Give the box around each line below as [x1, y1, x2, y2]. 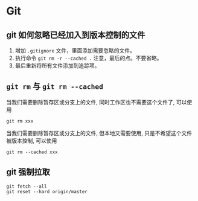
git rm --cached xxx [6, 149, 59, 155]
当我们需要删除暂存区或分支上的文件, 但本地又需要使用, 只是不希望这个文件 [6, 129, 192, 136]
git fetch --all [6, 183, 47, 190]
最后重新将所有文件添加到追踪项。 [14, 62, 100, 69]
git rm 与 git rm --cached [6, 81, 104, 92]
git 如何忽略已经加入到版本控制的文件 [6, 30, 145, 40]
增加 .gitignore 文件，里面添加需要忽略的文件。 [14, 47, 136, 54]
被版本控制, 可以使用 [6, 137, 57, 144]
